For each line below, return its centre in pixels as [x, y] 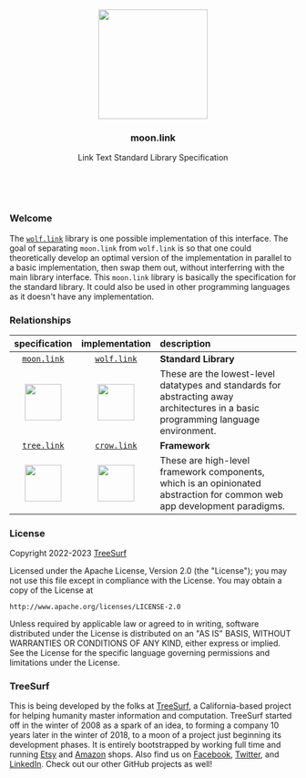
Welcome [31, 218]
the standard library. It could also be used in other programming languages [150, 286]
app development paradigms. [222, 505]
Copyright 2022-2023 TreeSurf [68, 554]
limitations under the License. [65, 663]
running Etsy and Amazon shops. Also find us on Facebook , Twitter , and [144, 754]
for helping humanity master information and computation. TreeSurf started [151, 716]
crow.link [116, 445]
